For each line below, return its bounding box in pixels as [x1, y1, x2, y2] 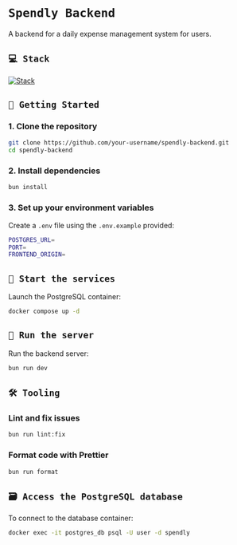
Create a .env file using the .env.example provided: [8, 220, 175, 230]
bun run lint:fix [8, 431, 66, 439]
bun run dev [8, 364, 48, 372]
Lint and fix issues [8, 413, 80, 424]
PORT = [8, 243, 26, 251]
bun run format [8, 468, 59, 476]
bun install [8, 184, 48, 192]
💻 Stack [8, 53, 50, 65]
